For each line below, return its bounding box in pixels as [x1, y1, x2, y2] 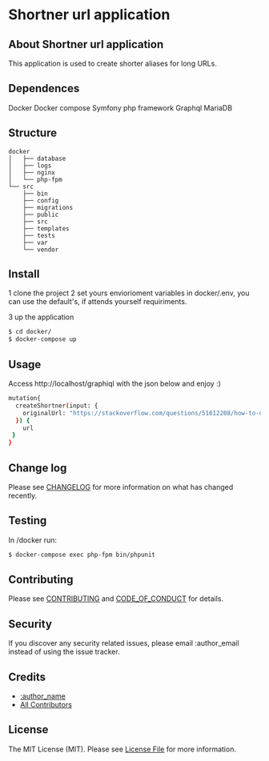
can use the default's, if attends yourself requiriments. [8, 297, 187, 306]
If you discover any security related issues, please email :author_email [8, 639, 239, 648]
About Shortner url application [8, 38, 164, 51]
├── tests [22, 231, 56, 239]
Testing [8, 514, 47, 527]
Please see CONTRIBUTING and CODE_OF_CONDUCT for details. [8, 594, 224, 603]
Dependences [8, 82, 80, 95]
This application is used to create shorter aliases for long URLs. [8, 58, 218, 68]
